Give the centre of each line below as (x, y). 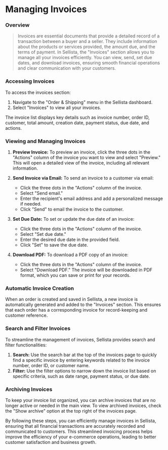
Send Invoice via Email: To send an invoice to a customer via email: (83, 178)
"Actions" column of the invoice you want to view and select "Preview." (87, 158)
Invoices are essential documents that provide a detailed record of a (89, 36)
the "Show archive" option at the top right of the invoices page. (71, 411)
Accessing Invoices (30, 81)
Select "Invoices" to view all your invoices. (57, 108)
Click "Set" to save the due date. (54, 245)
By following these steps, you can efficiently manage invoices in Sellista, (81, 421)
